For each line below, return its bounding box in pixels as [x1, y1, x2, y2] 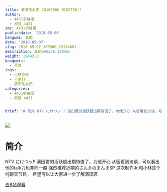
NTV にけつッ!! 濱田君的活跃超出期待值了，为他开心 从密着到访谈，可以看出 [5, 159, 160, 165]
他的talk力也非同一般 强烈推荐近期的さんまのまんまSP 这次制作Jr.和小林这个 [5, 165, 161, 171]
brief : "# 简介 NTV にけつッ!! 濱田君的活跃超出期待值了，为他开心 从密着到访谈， [5, 109, 159, 114]
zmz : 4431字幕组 [5, 26, 37, 31]
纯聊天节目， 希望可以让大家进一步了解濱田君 [5, 171, 98, 177]
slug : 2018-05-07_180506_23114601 [5, 44, 77, 49]
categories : [5, 86, 30, 91]
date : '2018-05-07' [5, 40, 46, 45]
